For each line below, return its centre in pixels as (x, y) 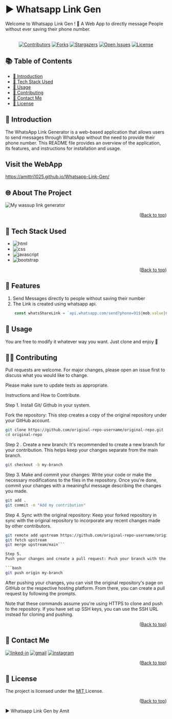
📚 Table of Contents (39, 61)
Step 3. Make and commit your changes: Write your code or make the (79, 474)
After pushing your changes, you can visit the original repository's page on (84, 583)
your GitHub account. (28, 421)
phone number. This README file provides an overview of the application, (83, 143)
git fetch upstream (26, 540)
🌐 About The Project (38, 193)
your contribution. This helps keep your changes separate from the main (82, 450)
